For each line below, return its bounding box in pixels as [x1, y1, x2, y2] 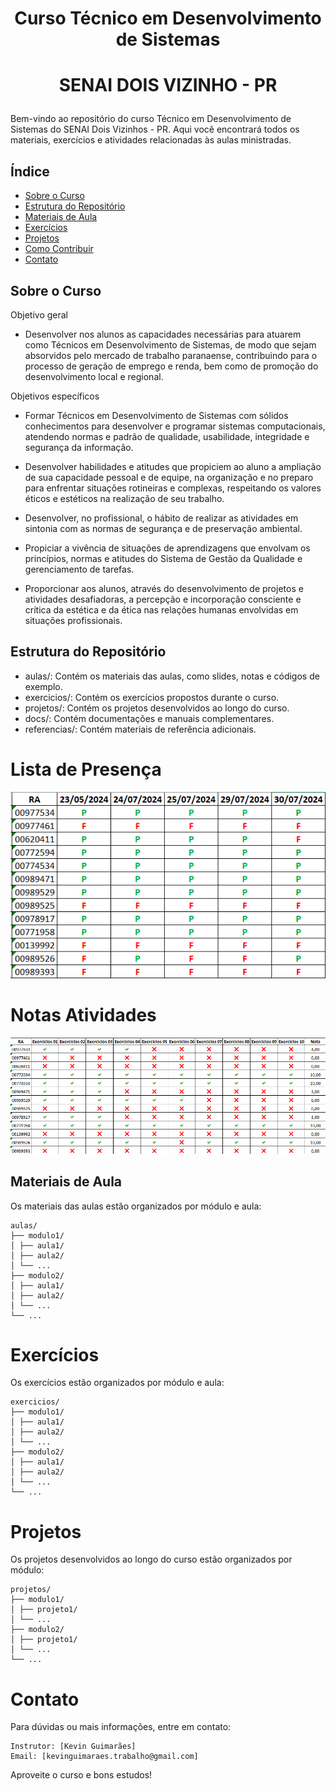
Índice [10, 163, 50, 180]
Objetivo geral [10, 309, 68, 321]
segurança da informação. [24, 442, 134, 453]
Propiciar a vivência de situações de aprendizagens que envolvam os [24, 542, 311, 554]
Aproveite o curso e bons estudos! [10, 1769, 153, 1781]
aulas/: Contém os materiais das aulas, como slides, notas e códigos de [24, 670, 320, 682]
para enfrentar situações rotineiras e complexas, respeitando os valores [24, 482, 322, 494]
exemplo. [24, 680, 63, 692]
